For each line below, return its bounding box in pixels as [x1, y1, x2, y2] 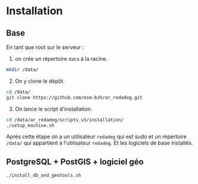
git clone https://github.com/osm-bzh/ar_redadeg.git [6, 94, 143, 101]
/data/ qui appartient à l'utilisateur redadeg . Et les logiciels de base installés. [6, 139, 193, 146]
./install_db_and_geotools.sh [6, 173, 82, 179]
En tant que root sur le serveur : [6, 43, 84, 51]
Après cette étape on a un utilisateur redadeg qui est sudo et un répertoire [6, 133, 187, 141]
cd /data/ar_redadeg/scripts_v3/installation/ [6, 117, 124, 123]
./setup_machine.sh [6, 122, 55, 129]
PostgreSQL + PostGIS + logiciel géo [6, 157, 144, 167]
